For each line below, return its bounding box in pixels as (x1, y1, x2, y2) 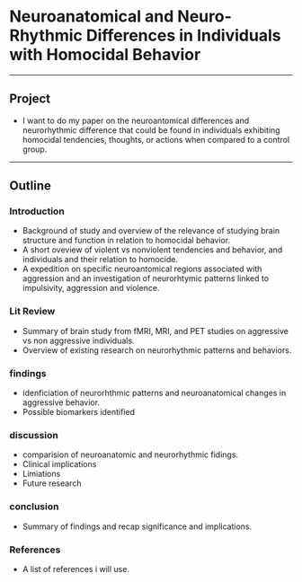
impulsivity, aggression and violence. (22, 283, 160, 294)
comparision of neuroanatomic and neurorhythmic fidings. (22, 449, 239, 460)
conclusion (9, 500, 59, 513)
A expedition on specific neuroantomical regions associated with (22, 263, 262, 275)
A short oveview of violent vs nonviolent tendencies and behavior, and (22, 244, 283, 255)
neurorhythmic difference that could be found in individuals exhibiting (22, 124, 280, 136)
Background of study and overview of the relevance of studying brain (22, 225, 280, 236)
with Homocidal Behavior (9, 45, 201, 65)
